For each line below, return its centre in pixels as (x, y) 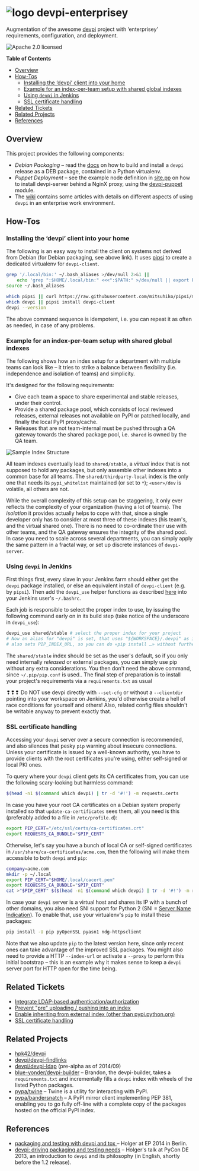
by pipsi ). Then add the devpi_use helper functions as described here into (97, 592)
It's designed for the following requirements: (60, 385)
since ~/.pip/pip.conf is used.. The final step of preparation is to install (93, 675)
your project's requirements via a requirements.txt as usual (79, 681)
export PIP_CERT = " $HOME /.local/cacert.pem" (61, 880)
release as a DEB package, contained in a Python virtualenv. (88, 171)
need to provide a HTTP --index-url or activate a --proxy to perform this (95, 956)
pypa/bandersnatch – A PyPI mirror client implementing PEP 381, (94, 1097)
